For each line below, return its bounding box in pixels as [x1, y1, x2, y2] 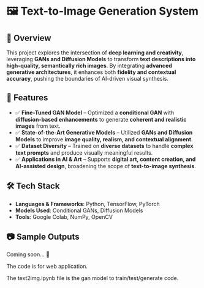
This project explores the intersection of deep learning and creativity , [6, 49, 184, 56]
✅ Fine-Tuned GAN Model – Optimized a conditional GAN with [15, 109, 175, 116]
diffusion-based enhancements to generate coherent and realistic [15, 116, 187, 123]
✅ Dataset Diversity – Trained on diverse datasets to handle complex [15, 142, 194, 149]
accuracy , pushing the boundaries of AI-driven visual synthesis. [6, 75, 168, 82]
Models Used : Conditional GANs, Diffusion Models [15, 207, 143, 214]
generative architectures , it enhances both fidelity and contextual [6, 68, 176, 76]
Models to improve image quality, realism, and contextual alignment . [15, 135, 193, 143]
